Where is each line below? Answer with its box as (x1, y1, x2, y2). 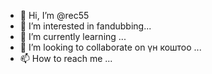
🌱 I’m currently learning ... (19, 31, 127, 42)
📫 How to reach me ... (19, 53, 113, 64)
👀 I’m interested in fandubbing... (19, 20, 152, 32)
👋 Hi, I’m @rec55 (19, 10, 90, 21)
